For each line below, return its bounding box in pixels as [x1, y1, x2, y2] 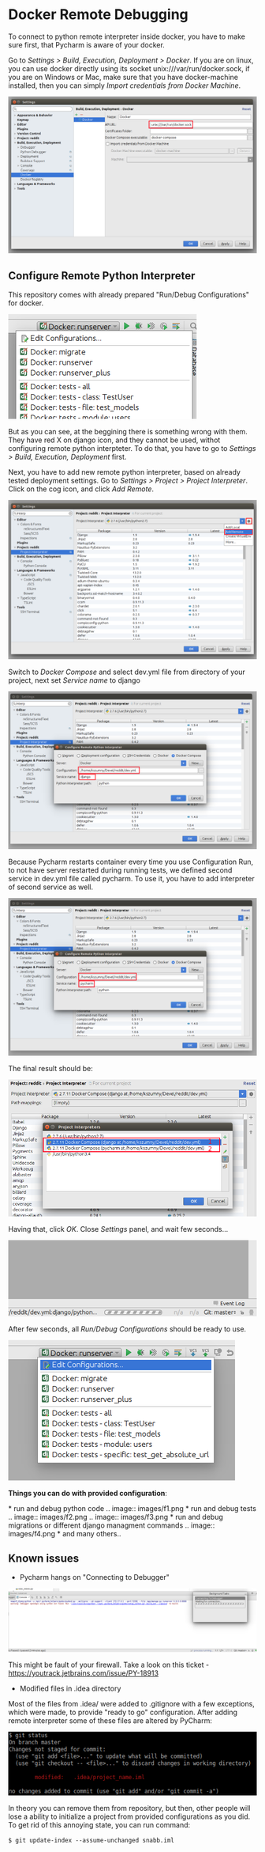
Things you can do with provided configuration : [8, 1488, 168, 1498]
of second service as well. [8, 882, 94, 892]
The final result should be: [8, 1063, 93, 1073]
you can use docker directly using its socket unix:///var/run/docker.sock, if [8, 63, 250, 73]
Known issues [8, 1552, 80, 1566]
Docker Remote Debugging [8, 6, 189, 24]
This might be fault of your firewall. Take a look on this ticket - [8, 1660, 210, 1670]
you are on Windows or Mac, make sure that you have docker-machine [8, 72, 239, 81]
